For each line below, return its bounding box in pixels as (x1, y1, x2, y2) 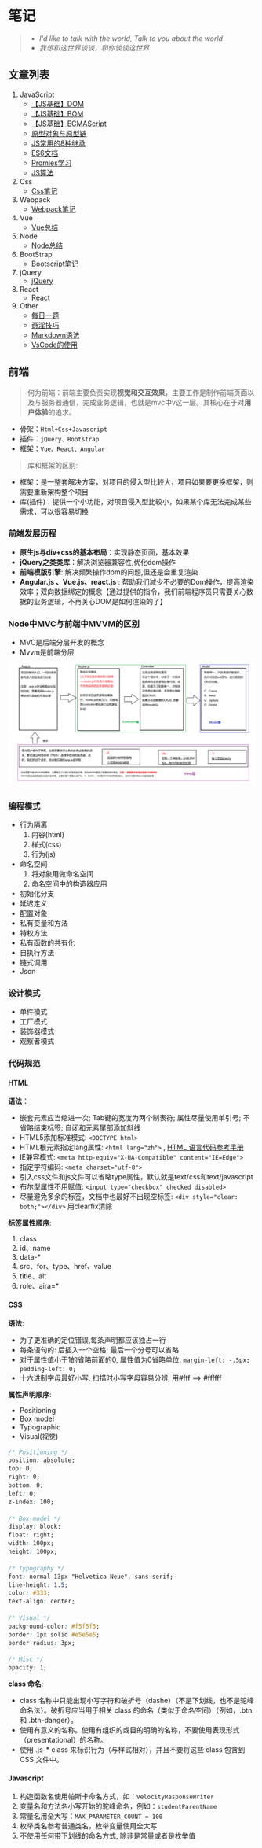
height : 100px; (8, 1547, 58, 1556)
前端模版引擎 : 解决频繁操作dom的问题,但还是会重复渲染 (19, 567, 198, 577)
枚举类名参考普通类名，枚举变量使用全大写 (19, 1821, 158, 1831)
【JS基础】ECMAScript (31, 119, 107, 128)
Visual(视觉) (19, 1431, 59, 1440)
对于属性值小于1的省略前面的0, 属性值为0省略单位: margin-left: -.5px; (19, 1355, 250, 1364)
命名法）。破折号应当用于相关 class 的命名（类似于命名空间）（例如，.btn (19, 1706, 253, 1715)
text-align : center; (8, 1598, 76, 1606)
